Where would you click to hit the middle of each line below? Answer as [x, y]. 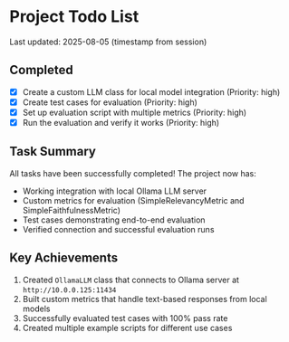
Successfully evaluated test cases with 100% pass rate [125, 318]
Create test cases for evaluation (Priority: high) [110, 102]
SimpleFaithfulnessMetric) [71, 210]
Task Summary [53, 152]
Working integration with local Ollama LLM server [114, 191]
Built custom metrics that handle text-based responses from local [144, 299]
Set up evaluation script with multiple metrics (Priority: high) [135, 112]
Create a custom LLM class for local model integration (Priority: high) [151, 91]
